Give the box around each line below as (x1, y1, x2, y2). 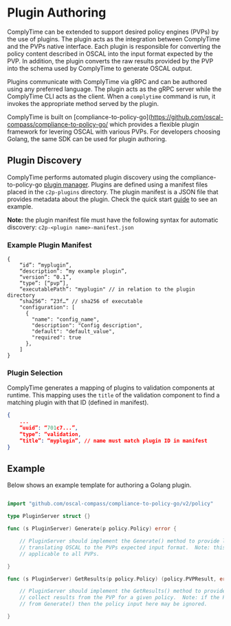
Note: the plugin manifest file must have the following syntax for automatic (7, 216, 219, 224)
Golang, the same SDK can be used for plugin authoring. (7, 134, 167, 143)
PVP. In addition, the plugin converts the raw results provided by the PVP (7, 56, 214, 65)
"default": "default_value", (32, 328, 115, 335)
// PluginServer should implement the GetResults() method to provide (19, 587, 226, 595)
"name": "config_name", (32, 316, 100, 323)
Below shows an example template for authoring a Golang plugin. (7, 481, 192, 490)
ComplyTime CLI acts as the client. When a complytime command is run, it (7, 92, 216, 101)
